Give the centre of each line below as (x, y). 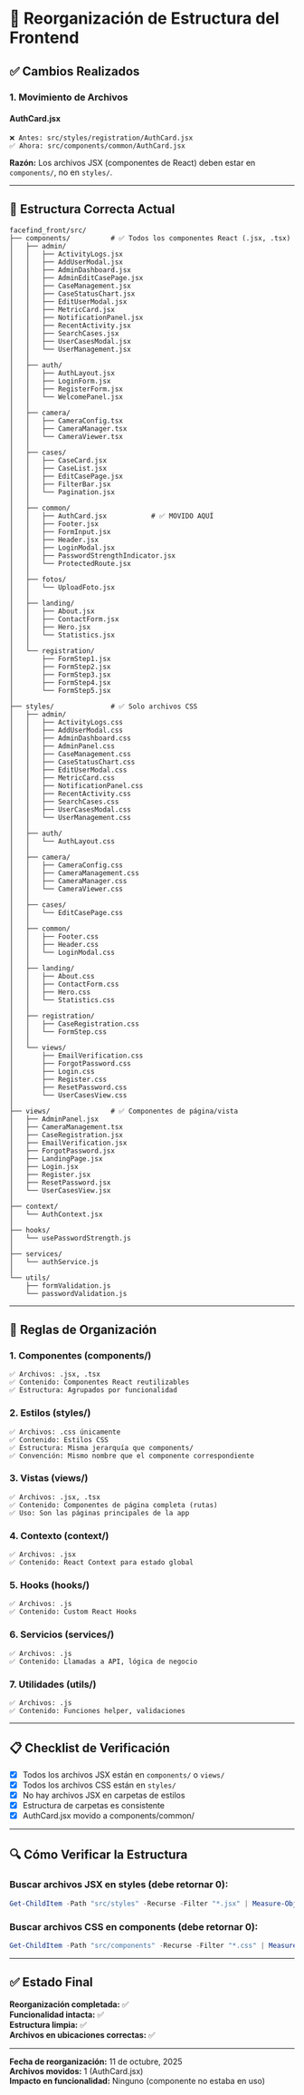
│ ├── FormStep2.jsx (60, 667)
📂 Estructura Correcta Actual (92, 209)
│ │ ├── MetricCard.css (62, 778)
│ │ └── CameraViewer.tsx (66, 436)
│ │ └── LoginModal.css (62, 952)
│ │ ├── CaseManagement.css (70, 754)
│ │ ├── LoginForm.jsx (60, 381)
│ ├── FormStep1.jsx (60, 658)
